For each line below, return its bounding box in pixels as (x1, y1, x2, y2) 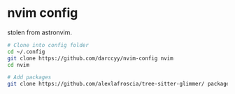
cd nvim (7, 61, 30, 68)
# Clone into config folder (7, 41, 90, 48)
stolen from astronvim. (7, 28, 72, 36)
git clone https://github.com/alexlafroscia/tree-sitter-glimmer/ (7, 81, 205, 88)
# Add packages (7, 74, 52, 81)
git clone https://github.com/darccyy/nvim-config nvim (7, 55, 173, 62)
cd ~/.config (7, 48, 45, 55)
